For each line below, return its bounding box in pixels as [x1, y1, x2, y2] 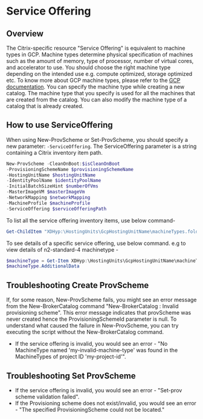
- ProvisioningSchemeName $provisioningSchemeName [6, 166, 134, 172]
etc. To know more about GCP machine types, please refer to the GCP [6, 77, 181, 84]
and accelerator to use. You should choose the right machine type [6, 64, 171, 71]
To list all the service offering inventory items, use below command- [6, 216, 176, 224]
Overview [6, 28, 44, 39]
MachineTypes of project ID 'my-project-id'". [14, 353, 126, 360]
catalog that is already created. [6, 102, 84, 110]
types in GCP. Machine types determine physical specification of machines [6, 51, 193, 58]
